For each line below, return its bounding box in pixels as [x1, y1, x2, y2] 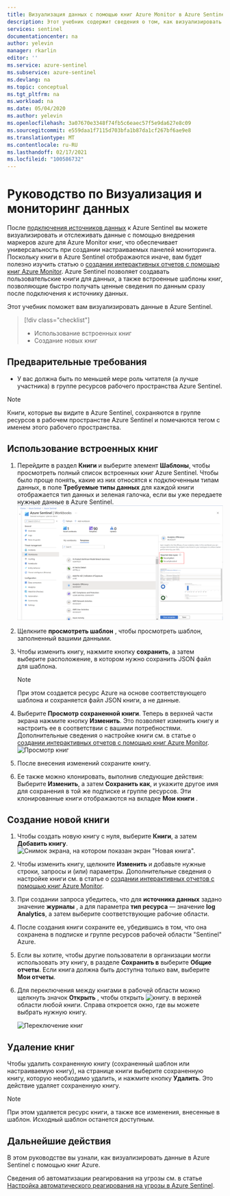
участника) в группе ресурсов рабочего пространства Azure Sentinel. [16, 382, 222, 390]
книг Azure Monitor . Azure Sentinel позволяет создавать [7, 268, 170, 276]
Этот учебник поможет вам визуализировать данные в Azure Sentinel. [7, 303, 214, 311]
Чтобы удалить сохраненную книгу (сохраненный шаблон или [7, 1059, 190, 1068]
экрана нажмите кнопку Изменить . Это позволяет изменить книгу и [16, 716, 219, 724]
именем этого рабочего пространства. [7, 423, 122, 431]
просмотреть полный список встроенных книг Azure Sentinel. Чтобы [16, 468, 219, 476]
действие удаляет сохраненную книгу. [7, 1081, 121, 1090]
